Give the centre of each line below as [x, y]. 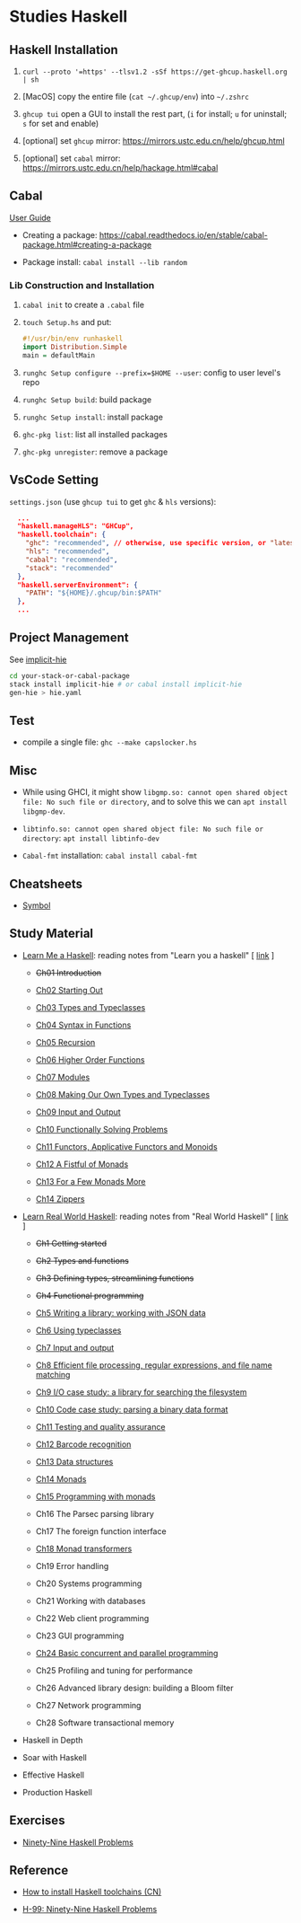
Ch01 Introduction [69, 973]
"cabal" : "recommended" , [72, 560]
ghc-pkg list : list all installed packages [95, 434]
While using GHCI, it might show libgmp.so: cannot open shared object [155, 792]
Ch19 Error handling [72, 1566]
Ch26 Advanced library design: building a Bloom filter [135, 1688]
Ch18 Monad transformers [84, 1548]
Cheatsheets [46, 883]
